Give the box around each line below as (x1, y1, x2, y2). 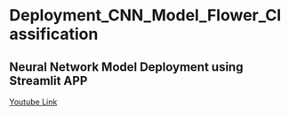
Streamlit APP (9, 73, 88, 88)
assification (9, 24, 99, 44)
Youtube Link (9, 96, 58, 107)
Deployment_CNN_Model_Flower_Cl (9, 5, 282, 26)
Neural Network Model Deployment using (9, 59, 244, 74)
